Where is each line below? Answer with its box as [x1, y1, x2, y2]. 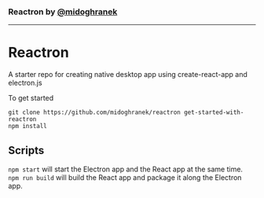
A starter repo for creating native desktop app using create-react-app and [8, 70, 247, 79]
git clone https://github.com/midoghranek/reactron [8, 108, 181, 116]
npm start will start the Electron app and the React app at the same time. [8, 164, 244, 174]
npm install [8, 123, 47, 130]
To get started [8, 93, 54, 103]
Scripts [8, 144, 45, 157]
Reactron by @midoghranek [8, 6, 118, 17]
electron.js [8, 78, 42, 88]
